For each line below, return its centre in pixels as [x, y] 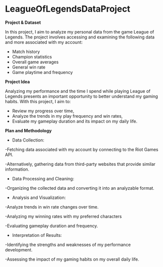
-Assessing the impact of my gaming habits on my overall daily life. [72, 259]
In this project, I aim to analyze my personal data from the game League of [80, 32]
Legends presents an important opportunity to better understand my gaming [81, 96]
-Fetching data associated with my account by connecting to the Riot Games [82, 149]
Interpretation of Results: [37, 235]
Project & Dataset [23, 22]
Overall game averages [35, 62]
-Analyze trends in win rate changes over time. [52, 207]
